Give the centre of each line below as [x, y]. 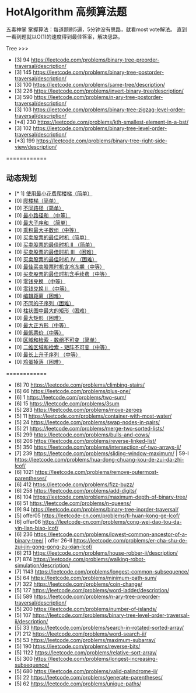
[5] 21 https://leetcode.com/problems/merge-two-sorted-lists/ [89, 428]
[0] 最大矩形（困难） [39, 318]
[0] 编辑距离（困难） [39, 296]
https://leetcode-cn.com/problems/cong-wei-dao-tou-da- [112, 521]
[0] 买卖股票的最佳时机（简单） [52, 237]
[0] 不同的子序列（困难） [44, 303]
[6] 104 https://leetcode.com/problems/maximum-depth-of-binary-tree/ [101, 497]
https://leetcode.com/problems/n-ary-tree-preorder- [97, 596]
